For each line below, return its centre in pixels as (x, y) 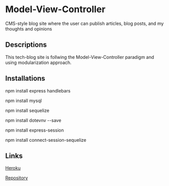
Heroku (13, 168)
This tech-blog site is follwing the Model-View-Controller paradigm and (80, 57)
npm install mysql (24, 101)
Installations (25, 79)
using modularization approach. (39, 63)
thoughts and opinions (29, 28)
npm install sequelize (27, 110)
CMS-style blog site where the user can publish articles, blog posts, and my (84, 23)
